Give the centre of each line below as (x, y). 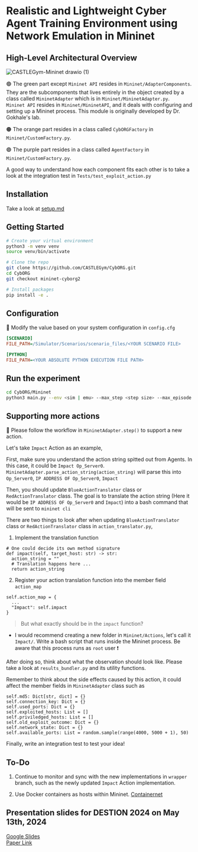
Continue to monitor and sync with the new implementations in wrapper (101, 776)
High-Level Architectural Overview (72, 58)
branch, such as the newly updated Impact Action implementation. (95, 783)
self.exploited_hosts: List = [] (47, 712)
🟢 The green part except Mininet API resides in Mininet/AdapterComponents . (99, 84)
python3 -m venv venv (33, 246)
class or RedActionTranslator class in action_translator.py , (79, 526)
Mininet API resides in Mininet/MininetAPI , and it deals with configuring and (99, 105)
